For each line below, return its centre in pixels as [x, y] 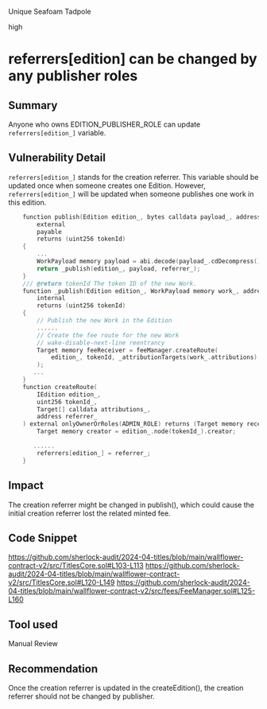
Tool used [33, 624]
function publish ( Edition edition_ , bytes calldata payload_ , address [142, 217]
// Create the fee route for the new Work [108, 335]
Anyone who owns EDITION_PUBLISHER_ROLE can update [104, 124]
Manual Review [33, 644]
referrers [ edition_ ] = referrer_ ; [94, 453]
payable [49, 232]
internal [51, 298]
